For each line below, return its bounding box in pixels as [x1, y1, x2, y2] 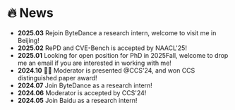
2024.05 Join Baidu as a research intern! [17, 96, 138, 104]
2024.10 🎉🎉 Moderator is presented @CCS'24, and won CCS [17, 66, 195, 75]
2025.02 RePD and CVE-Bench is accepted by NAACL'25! [17, 44, 187, 52]
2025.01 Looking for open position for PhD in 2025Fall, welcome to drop [17, 51, 229, 59]
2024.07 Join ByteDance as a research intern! [17, 81, 153, 90]
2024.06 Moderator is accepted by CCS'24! [17, 88, 147, 97]
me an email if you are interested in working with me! [17, 59, 171, 67]
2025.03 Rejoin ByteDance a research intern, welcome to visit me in [17, 28, 217, 37]
